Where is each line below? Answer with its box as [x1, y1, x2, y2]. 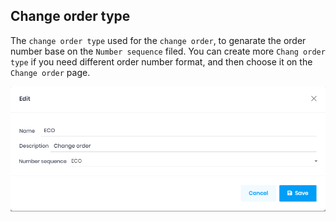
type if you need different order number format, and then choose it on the [10, 55, 313, 68]
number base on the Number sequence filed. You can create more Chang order [10, 45, 326, 57]
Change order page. [10, 66, 91, 78]
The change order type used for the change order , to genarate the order [10, 34, 307, 46]
